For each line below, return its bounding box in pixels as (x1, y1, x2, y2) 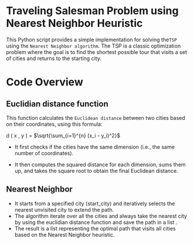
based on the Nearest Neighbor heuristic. (14, 231, 115, 238)
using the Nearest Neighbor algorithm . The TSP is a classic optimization (6, 42, 181, 49)
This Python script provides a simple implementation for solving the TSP (6, 36, 177, 43)
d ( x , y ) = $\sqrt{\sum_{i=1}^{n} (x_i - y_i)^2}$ (6, 132, 121, 139)
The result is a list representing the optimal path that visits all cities (14, 225, 176, 232)
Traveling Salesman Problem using (6, 4, 179, 18)
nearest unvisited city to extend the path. (14, 206, 114, 213)
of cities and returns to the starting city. (6, 55, 101, 62)
